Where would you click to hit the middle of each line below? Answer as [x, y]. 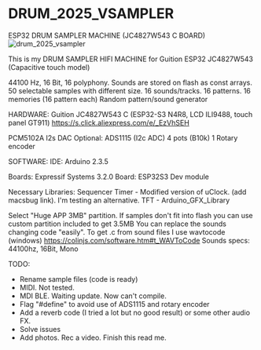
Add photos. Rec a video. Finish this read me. [93, 337]
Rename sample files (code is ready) [79, 279]
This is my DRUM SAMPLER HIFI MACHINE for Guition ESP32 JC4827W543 [131, 59]
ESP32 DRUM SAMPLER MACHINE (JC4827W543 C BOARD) [107, 35]
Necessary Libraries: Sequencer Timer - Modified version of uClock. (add [127, 191]
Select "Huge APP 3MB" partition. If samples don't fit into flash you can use [130, 215]
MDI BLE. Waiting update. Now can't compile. [93, 296]
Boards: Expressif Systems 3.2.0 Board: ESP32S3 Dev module [109, 177]
